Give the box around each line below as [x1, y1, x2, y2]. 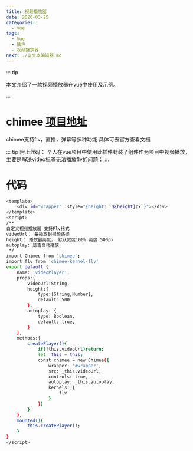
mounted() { [17, 417, 44, 423]
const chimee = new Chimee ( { [37, 357, 110, 363]
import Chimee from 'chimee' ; [6, 253, 81, 259]
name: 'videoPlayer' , [17, 269, 70, 275]
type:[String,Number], [37, 291, 94, 298]
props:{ [17, 275, 35, 281]
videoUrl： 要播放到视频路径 [6, 231, 70, 237]
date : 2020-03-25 [6, 14, 49, 20]
